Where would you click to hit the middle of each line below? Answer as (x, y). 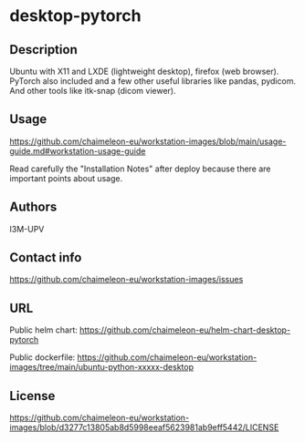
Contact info (46, 257)
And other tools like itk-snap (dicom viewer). (93, 91)
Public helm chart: (43, 330)
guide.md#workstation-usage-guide (78, 150)
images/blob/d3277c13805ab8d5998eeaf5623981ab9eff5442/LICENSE (144, 427)
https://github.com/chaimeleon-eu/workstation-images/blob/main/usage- (148, 141)
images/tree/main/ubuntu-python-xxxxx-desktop (102, 367)
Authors (33, 207)
